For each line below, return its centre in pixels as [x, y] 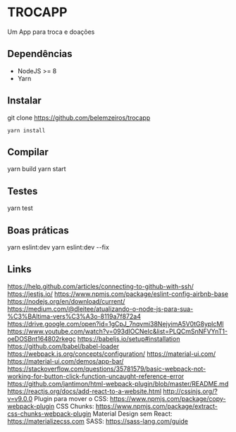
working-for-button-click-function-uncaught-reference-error [96, 376]
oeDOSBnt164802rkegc [42, 338]
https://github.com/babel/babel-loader [63, 346]
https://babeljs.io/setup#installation [129, 338]
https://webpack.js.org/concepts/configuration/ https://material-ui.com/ [112, 354]
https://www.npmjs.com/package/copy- [168, 398]
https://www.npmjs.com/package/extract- [157, 406]
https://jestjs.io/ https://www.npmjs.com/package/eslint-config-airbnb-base [118, 294]
